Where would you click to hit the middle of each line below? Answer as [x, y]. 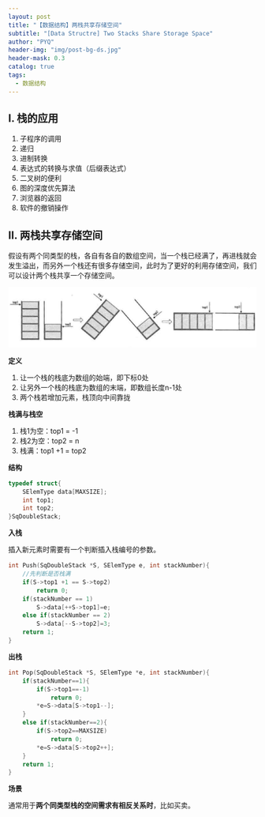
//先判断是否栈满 [47, 574]
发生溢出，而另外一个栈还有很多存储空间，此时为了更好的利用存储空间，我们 [132, 265]
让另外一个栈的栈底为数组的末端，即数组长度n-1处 [101, 387]
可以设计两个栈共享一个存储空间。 [63, 276]
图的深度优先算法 [47, 188]
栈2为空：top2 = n [49, 441]
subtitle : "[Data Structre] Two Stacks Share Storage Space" [111, 33]
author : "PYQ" [32, 42]
